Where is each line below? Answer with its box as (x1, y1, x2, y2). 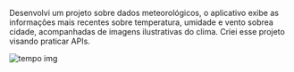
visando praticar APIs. (9, 36, 91, 46)
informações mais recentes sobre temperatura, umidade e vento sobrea (9, 17, 274, 28)
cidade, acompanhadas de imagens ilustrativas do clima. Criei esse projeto (9, 27, 286, 36)
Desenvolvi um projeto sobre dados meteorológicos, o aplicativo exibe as (9, 8, 280, 18)
